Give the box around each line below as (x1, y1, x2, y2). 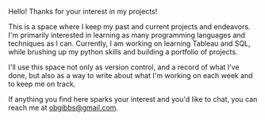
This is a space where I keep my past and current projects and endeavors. (8, 22, 251, 31)
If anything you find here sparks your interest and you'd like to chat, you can (8, 95, 258, 103)
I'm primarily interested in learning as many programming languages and (8, 31, 246, 39)
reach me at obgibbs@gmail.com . (8, 103, 119, 112)
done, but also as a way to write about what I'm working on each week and (8, 71, 253, 80)
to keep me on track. (8, 79, 76, 88)
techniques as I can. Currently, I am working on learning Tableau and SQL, (8, 39, 252, 48)
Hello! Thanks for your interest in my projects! (8, 7, 158, 16)
